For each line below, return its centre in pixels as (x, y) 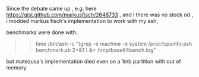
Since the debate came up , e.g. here (51, 9)
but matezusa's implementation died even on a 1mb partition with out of (94, 61)
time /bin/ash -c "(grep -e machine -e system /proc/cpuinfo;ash (114, 44)
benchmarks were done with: (42, 32)
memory (16, 68)
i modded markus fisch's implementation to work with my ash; (82, 21)
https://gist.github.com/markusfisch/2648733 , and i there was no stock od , (100, 15)
